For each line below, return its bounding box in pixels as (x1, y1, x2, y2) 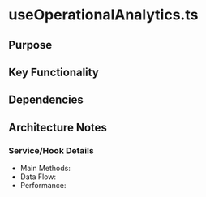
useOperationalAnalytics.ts (8, 6, 199, 24)
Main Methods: (19, 164, 71, 173)
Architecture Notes (8, 120, 108, 135)
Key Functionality (8, 65, 99, 79)
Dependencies (8, 93, 84, 107)
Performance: (19, 181, 67, 191)
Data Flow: (19, 172, 57, 182)
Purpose (8, 38, 53, 52)
